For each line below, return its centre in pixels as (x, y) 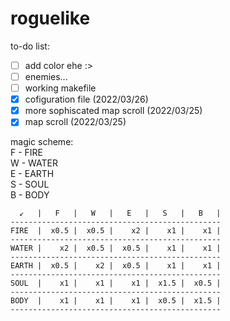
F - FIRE (27, 153)
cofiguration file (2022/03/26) (86, 99)
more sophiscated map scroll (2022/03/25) (113, 111)
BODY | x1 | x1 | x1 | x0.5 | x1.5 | (116, 301)
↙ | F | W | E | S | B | (120, 213)
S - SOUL (30, 184)
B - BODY (30, 195)
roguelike (50, 18)
